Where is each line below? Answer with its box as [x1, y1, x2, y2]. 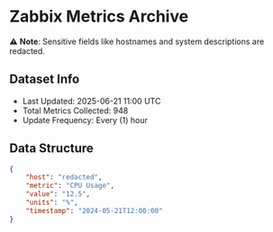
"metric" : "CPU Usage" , [25, 182, 115, 191]
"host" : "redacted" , [25, 173, 103, 182]
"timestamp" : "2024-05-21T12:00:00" [25, 206, 164, 215]
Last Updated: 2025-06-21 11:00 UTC [22, 95, 161, 106]
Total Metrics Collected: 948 [22, 105, 129, 116]
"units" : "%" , [25, 198, 78, 208]
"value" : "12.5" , [25, 190, 91, 199]
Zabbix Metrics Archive [9, 6, 189, 27]
